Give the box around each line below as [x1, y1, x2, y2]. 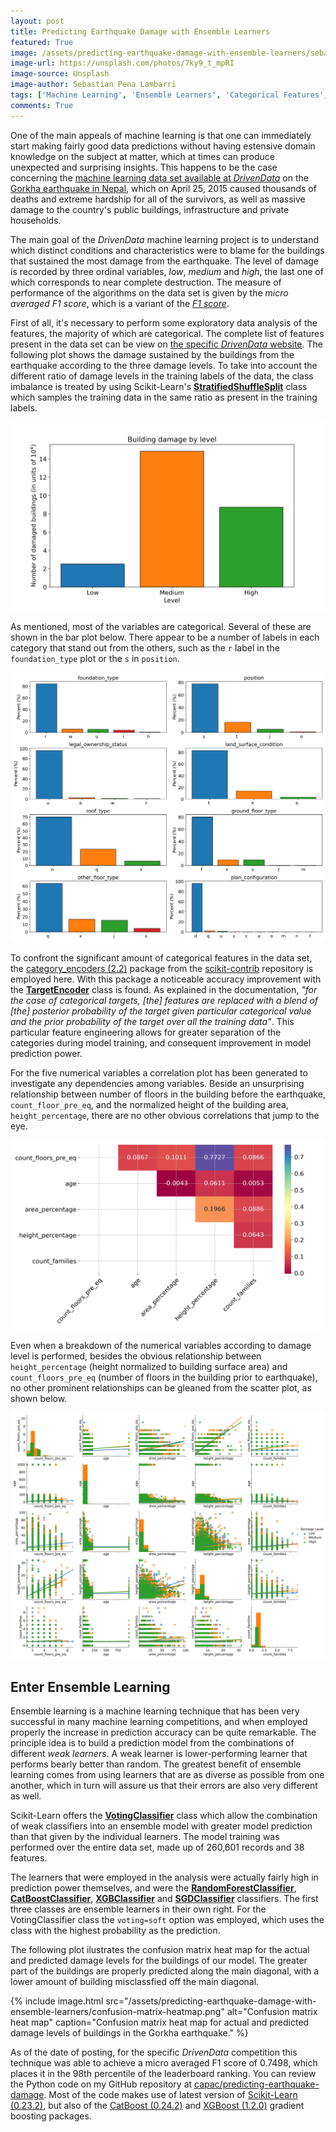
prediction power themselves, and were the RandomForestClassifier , [10, 1882, 297, 1894]
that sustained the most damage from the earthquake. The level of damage [10, 255, 320, 267]
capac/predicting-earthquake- [194, 2078, 320, 2090]
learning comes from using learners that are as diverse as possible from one [10, 1769, 325, 1781]
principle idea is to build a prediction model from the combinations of [10, 1737, 295, 1749]
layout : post [10, 16, 65, 26]
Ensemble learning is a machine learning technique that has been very [10, 1705, 300, 1717]
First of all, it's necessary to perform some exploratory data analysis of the [10, 316, 318, 329]
